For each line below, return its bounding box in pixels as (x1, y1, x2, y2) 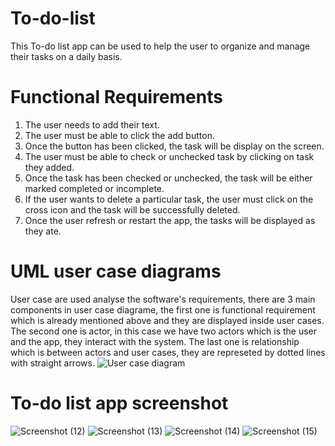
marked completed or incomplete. (24, 182, 165, 194)
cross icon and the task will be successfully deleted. (24, 203, 241, 216)
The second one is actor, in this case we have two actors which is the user (10, 325, 318, 337)
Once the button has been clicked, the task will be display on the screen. (24, 140, 325, 152)
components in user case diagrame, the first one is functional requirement (10, 303, 316, 316)
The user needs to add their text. (24, 118, 160, 131)
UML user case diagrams (10, 260, 222, 283)
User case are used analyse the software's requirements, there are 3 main (10, 293, 316, 305)
